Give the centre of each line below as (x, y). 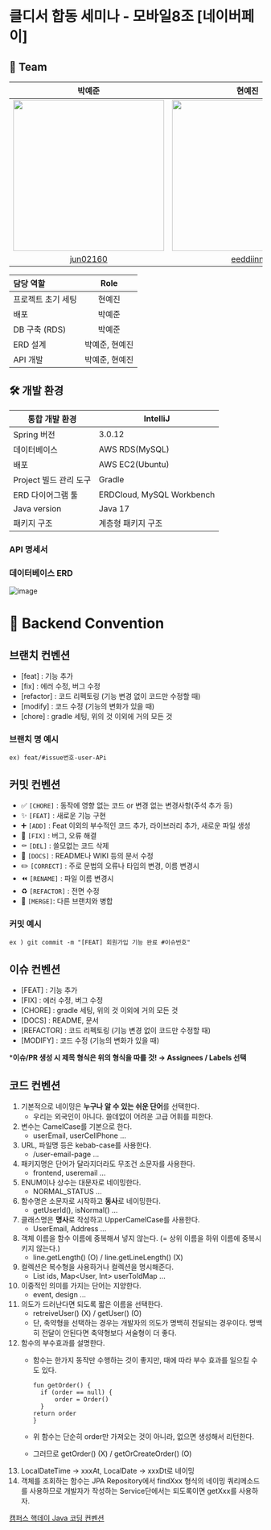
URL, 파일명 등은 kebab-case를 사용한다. (86, 1145)
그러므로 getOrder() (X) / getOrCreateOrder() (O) (112, 1453)
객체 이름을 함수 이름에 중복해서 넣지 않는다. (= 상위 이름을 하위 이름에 (130, 1238)
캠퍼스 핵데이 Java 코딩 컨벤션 (57, 1518)
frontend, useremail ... (69, 1173)
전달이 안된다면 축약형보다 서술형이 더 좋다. (109, 1333)
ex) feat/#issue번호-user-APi (58, 758)
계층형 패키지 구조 (131, 523)
